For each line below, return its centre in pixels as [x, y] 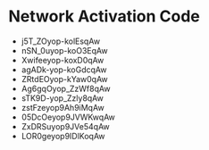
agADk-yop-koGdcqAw [64, 70]
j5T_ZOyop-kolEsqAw [60, 41]
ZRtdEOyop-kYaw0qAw [64, 79]
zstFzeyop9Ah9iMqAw [63, 107]
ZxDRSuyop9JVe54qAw [66, 126]
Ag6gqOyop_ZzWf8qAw [66, 88]
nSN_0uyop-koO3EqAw [64, 50]
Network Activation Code [104, 17]
